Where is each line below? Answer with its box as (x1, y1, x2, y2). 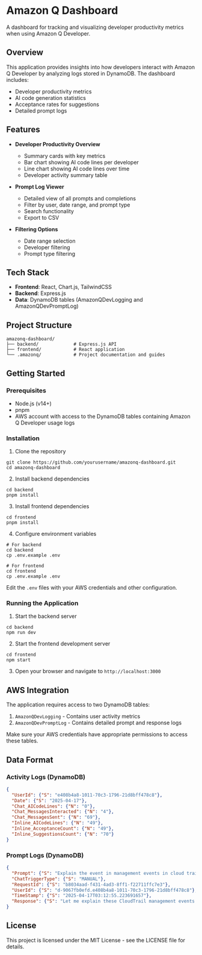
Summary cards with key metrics (23, 152, 106, 160)
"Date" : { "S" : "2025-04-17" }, (11, 797, 87, 804)
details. (6, 943, 25, 950)
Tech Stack (6, 267, 49, 278)
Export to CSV (23, 214, 60, 221)
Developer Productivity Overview (14, 140, 100, 148)
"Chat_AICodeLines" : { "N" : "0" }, (11, 803, 96, 809)
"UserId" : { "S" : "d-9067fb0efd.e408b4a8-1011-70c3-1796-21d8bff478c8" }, (11, 887, 198, 893)
